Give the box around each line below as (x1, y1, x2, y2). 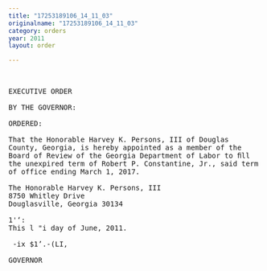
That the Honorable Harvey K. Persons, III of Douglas (8, 135, 229, 145)
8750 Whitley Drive (8, 191, 85, 201)
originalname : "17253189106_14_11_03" (8, 19, 138, 27)
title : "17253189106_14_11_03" (8, 11, 113, 20)
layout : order (8, 42, 56, 50)
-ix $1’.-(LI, (12, 240, 68, 249)
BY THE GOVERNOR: (8, 103, 76, 113)
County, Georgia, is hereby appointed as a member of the (8, 143, 242, 153)
